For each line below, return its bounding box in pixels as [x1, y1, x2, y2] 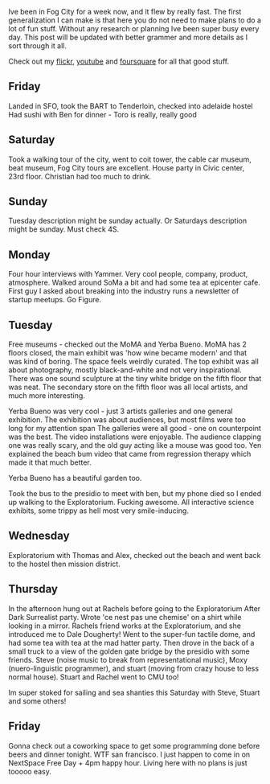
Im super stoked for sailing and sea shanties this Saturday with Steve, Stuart [8, 688, 260, 697]
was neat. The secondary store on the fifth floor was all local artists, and [8, 382, 248, 392]
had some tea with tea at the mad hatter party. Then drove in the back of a [8, 638, 255, 647]
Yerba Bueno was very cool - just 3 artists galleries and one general [8, 406, 233, 417]
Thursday [8, 582, 59, 596]
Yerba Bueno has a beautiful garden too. [8, 474, 142, 483]
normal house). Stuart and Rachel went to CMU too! [8, 671, 179, 682]
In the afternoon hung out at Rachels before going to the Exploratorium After [8, 603, 261, 614]
